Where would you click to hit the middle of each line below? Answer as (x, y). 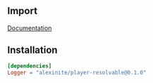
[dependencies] (30, 66)
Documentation (30, 28)
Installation (32, 50)
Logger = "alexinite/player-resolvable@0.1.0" (77, 73)
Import (22, 11)
